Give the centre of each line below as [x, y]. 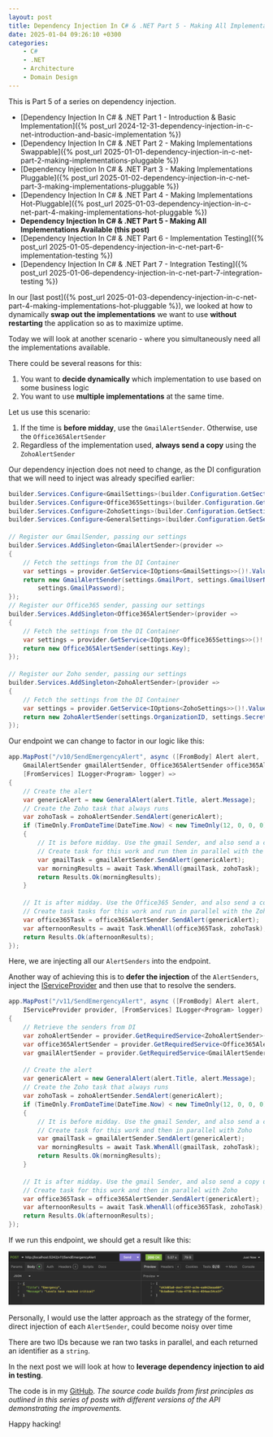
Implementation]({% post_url [68, 125]
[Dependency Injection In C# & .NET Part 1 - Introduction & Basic [128, 117]
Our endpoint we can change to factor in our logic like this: [106, 741]
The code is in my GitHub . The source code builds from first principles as [131, 1391]
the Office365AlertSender [63, 436]
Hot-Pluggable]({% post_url [67, 203]
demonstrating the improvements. [65, 1409]
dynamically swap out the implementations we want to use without [123, 314]
